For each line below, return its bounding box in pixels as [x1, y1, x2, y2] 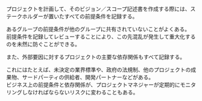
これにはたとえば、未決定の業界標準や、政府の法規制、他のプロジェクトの [6, 66, 191, 73]
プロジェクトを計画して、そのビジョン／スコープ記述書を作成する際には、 [6, 5, 191, 12]
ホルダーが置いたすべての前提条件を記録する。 [22, 13, 138, 20]
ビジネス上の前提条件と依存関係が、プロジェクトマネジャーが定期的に [6, 81, 181, 88]
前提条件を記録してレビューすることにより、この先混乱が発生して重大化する [6, 33, 196, 40]
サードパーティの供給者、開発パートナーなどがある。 [22, 74, 154, 81]
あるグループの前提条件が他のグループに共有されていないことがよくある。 [6, 26, 191, 32]
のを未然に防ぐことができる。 [6, 41, 80, 47]
